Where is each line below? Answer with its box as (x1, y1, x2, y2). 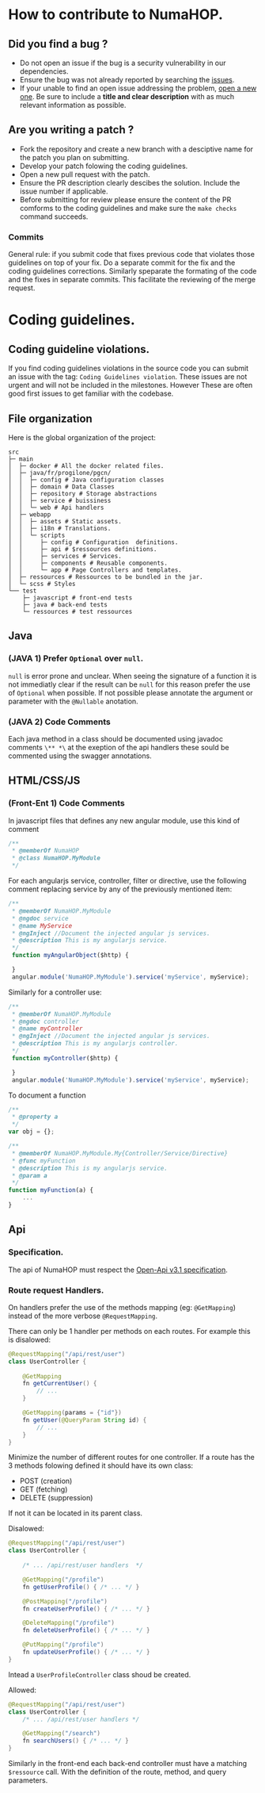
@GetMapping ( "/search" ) (22, 1730, 101, 1737)
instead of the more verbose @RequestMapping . (8, 1311, 158, 1320)
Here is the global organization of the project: (8, 432, 156, 442)
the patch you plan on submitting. (19, 152, 130, 162)
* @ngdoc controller (11, 1017, 80, 1025)
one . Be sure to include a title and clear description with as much (19, 92, 235, 101)
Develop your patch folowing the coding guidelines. (19, 161, 188, 170)
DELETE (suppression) (19, 1493, 93, 1503)
